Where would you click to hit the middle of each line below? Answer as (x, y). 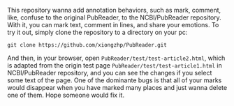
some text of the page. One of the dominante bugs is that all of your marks (115, 80)
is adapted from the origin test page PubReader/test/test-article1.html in (115, 65)
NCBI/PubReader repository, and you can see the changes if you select (110, 73)
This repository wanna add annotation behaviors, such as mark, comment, (114, 10)
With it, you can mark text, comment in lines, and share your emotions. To (113, 25)
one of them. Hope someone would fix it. (66, 95)
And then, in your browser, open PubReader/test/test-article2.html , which (116, 58)
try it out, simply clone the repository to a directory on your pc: (97, 32)
